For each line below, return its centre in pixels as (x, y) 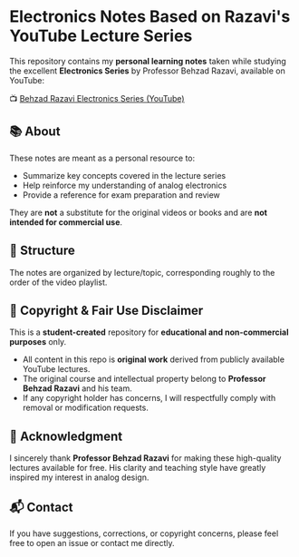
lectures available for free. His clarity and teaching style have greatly (138, 468)
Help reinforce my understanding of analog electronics (125, 185)
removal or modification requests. (86, 408)
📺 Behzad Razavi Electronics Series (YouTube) (97, 98)
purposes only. (38, 342)
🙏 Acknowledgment (66, 436)
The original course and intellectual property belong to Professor (144, 379)
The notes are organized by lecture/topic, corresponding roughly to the (142, 272)
